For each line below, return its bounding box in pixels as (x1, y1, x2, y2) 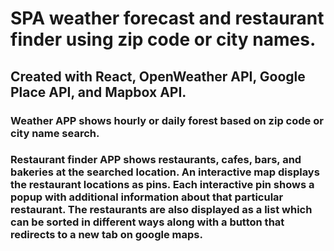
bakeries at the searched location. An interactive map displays (10, 165, 320, 179)
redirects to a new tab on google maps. (10, 228, 203, 242)
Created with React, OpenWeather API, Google (10, 68, 306, 85)
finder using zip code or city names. (10, 28, 317, 51)
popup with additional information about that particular (10, 190, 284, 204)
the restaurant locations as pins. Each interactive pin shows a (10, 178, 315, 192)
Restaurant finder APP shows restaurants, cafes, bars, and (10, 153, 302, 167)
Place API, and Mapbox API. (10, 83, 187, 101)
